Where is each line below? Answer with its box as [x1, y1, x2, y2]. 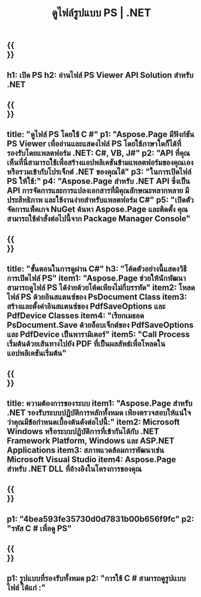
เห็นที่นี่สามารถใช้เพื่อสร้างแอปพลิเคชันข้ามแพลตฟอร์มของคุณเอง [7, 158, 194, 168]
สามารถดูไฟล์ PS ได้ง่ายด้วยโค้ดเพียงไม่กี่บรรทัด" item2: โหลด [7, 282, 196, 293]
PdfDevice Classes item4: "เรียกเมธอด [7, 310, 145, 321]
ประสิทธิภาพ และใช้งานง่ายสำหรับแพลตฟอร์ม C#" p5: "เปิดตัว [7, 195, 194, 205]
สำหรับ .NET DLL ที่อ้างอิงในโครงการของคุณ [7, 463, 142, 474]
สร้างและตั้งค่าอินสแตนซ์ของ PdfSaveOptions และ [7, 301, 166, 312]
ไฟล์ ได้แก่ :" [7, 583, 46, 593]
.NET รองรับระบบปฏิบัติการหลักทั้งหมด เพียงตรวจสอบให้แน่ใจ [7, 408, 191, 418]
